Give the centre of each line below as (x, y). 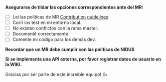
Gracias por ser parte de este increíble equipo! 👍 (56, 74)
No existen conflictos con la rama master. (55, 28)
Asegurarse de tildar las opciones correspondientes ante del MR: (74, 7)
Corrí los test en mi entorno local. (47, 22)
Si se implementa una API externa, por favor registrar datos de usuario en (83, 59)
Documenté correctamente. (41, 34)
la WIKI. (14, 64)
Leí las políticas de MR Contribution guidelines (60, 17)
